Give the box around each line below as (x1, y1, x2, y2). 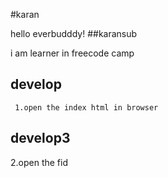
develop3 (10, 130, 71, 147)
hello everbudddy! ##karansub (10, 28, 138, 39)
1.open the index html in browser (14, 102, 159, 113)
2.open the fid (10, 156, 69, 168)
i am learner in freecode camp (10, 47, 135, 59)
